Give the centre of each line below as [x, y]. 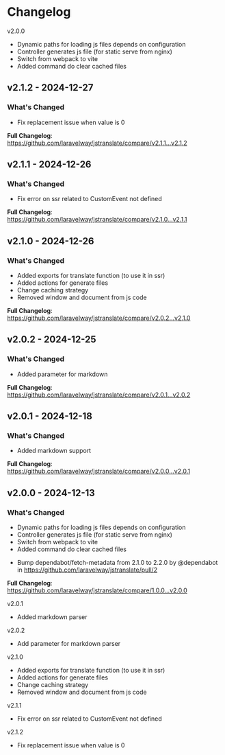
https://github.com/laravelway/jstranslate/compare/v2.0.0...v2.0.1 [98, 472]
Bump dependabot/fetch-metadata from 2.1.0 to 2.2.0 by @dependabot [117, 563]
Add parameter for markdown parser [69, 644]
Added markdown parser [52, 617]
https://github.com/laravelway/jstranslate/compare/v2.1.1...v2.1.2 [97, 143]
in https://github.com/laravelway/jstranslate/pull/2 [87, 570]
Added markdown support [54, 451]
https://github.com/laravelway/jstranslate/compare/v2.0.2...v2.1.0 [99, 318]
